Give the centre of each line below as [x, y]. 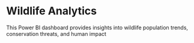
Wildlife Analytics [52, 11]
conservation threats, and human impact [56, 33]
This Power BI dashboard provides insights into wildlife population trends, [97, 27]
